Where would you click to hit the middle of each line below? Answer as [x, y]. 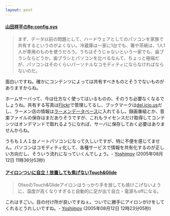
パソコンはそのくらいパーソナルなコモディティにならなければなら [95, 64]
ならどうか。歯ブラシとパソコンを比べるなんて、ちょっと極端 [91, 58]
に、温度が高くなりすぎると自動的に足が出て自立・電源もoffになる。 [89, 191]
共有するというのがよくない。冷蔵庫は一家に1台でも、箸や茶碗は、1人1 [91, 45]
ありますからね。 [23, 88]
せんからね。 [19, 130]
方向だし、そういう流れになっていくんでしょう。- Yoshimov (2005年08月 [86, 154]
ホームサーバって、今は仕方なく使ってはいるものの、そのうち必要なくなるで [85, 98]
